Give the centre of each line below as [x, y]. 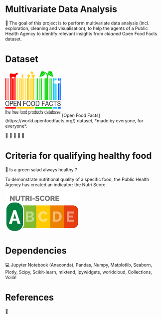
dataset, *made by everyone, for [110, 120]
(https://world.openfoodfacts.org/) [41, 120]
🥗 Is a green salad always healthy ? [41, 169]
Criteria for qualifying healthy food [79, 156]
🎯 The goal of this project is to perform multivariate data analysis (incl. [77, 23]
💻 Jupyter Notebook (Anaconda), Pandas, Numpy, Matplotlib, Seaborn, [79, 265]
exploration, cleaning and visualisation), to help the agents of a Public [77, 28]
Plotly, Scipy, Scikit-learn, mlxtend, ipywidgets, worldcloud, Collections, [79, 272]
